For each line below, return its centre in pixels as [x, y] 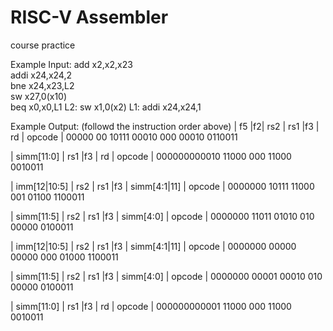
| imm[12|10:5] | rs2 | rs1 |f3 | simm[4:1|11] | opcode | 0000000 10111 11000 [162, 186]
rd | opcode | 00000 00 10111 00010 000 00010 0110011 [124, 137]
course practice [43, 45]
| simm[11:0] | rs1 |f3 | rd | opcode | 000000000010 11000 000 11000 [151, 156]
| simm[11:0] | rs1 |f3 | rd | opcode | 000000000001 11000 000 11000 [151, 306]
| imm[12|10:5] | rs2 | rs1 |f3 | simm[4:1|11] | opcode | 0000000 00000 [153, 246]
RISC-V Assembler [89, 17]
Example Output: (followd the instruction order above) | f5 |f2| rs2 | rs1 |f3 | [165, 126]
